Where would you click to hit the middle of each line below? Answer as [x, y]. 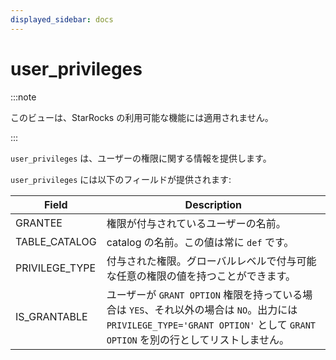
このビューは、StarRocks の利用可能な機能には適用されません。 [142, 117]
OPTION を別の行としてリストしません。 [198, 339]
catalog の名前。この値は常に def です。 [200, 242]
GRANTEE [39, 223]
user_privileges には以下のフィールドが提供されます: [121, 179]
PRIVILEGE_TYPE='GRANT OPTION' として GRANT [211, 324]
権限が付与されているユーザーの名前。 [196, 223]
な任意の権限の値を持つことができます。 [201, 276]
